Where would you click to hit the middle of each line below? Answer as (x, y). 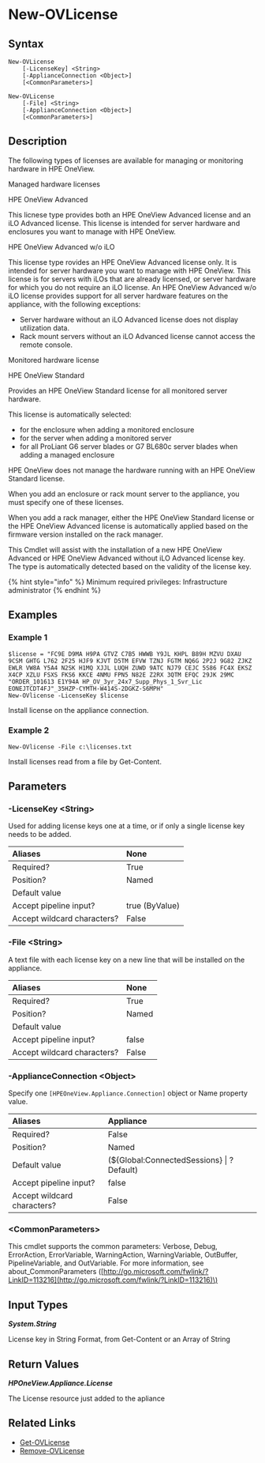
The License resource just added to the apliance (87, 1398)
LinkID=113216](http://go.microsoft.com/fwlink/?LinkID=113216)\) (113, 1280)
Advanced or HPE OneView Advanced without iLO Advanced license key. (127, 558)
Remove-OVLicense (52, 1450)
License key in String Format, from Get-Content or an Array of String (119, 1339)
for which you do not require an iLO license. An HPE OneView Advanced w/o (132, 287)
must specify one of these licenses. (66, 502)
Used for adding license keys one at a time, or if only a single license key (127, 826)
